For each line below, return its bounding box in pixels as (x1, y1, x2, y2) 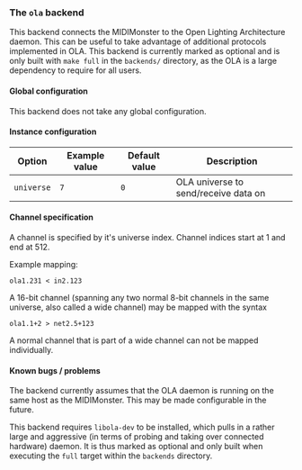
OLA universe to (175, 176, 244, 188)
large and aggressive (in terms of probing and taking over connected (9, 431, 264, 442)
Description (206, 155, 258, 167)
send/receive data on (175, 186, 266, 199)
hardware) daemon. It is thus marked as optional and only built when (9, 441, 263, 452)
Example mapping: (9, 258, 78, 269)
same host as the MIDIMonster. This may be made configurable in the (9, 394, 267, 406)
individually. (9, 344, 54, 355)
